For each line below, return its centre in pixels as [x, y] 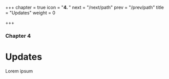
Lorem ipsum [19, 71]
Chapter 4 [18, 36]
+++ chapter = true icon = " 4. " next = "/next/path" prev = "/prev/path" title [84, 7]
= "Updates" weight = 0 [30, 13]
